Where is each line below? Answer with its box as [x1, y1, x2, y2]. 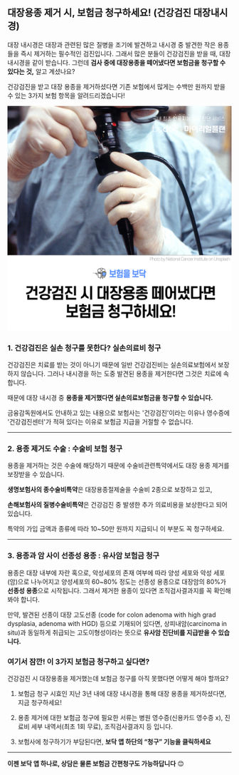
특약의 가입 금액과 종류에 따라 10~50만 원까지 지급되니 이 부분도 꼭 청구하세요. [7, 525, 225, 533]
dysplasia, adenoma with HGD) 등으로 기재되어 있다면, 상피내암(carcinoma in [7, 619, 228, 627]
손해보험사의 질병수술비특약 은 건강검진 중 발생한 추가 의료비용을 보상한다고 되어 [7, 501, 228, 509]
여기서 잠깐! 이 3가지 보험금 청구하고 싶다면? [7, 657, 150, 667]
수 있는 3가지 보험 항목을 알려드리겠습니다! [7, 91, 126, 100]
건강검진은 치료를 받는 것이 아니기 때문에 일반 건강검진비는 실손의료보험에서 [7, 361, 217, 369]
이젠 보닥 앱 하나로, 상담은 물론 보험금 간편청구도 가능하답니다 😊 [7, 759, 185, 768]
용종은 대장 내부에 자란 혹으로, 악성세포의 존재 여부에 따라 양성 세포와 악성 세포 [7, 568, 225, 577]
